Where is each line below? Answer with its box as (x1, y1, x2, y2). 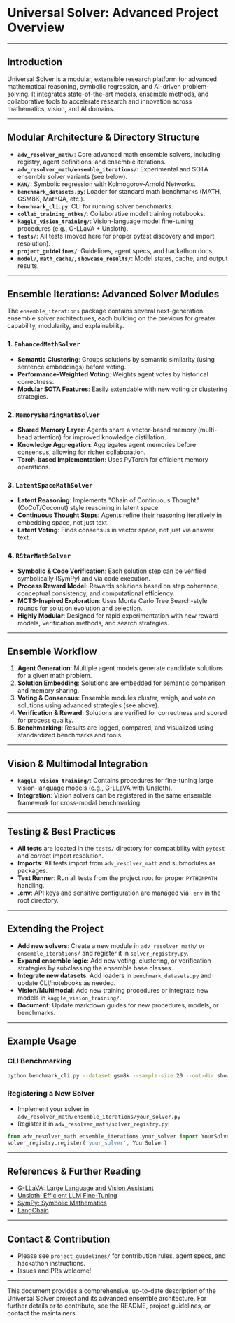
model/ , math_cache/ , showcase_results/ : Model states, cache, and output (17, 254, 228, 262)
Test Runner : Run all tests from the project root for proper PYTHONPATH (17, 874, 218, 882)
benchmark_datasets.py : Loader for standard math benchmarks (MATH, (17, 187, 222, 195)
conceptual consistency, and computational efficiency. (17, 589, 175, 597)
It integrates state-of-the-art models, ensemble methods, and (31, 90, 209, 98)
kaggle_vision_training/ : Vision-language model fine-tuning (17, 217, 194, 225)
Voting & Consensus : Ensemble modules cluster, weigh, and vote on (17, 694, 215, 702)
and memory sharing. (17, 686, 80, 695)
